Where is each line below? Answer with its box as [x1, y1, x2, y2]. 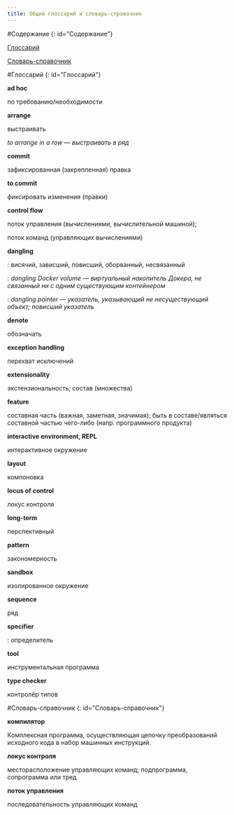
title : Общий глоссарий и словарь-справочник [7, 10, 142, 18]
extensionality [7, 370, 50, 378]
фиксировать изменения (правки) [7, 192, 108, 200]
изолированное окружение [7, 581, 89, 589]
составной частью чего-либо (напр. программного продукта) [7, 418, 192, 427]
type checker [7, 676, 47, 685]
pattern [7, 540, 29, 549]
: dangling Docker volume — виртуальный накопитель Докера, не [7, 274, 203, 282]
